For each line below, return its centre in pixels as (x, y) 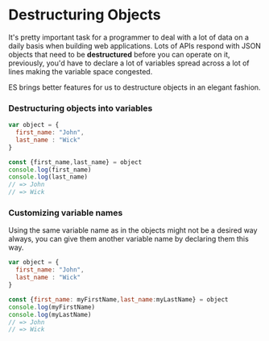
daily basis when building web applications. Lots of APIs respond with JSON (135, 45)
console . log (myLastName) (50, 314)
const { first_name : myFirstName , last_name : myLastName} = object (118, 299)
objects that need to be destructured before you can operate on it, (120, 54)
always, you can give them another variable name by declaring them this (129, 239)
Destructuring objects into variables (81, 108)
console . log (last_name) (48, 177)
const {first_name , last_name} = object (75, 162)
